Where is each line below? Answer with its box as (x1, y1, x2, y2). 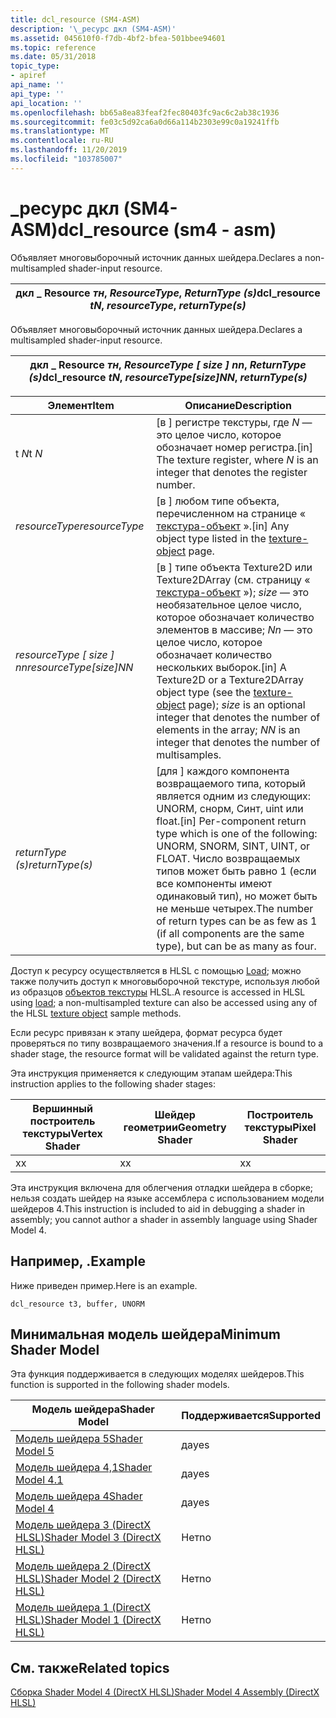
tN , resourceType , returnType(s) (89, 298, 247, 312)
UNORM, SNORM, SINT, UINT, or (156, 839, 311, 853)
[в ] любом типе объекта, (156, 494, 280, 508)
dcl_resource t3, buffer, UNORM (10, 1299, 145, 1309)
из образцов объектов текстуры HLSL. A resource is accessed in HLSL (10, 986, 306, 998)
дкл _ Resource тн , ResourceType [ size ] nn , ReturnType (29, 357, 307, 371)
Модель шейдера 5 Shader (15, 1432, 143, 1446)
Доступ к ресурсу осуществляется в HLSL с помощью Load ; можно (10, 964, 302, 976)
